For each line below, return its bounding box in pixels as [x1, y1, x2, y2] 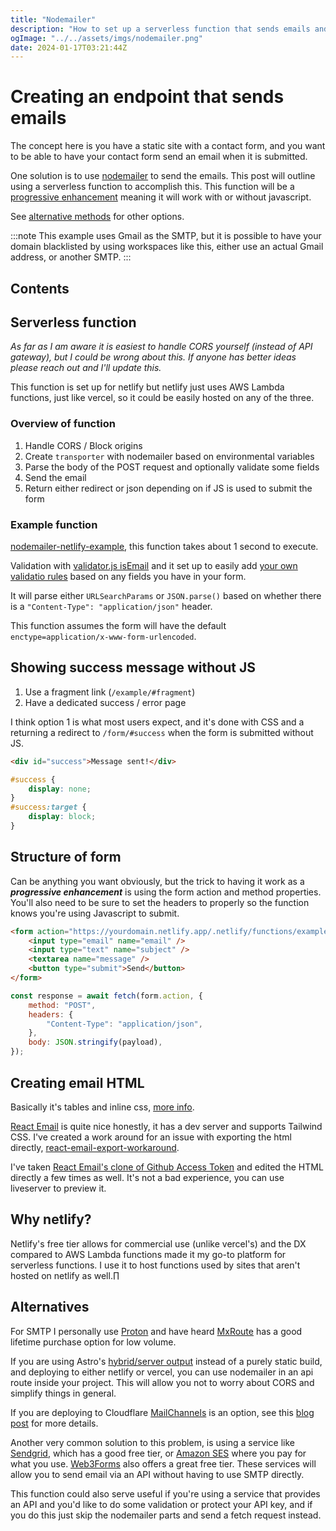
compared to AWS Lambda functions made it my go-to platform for [10, 1248, 287, 1260]
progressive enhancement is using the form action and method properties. [10, 886, 322, 898]
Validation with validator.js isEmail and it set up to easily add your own [10, 559, 298, 571]
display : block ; [28, 812, 97, 822]
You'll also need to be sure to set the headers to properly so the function [10, 896, 310, 908]
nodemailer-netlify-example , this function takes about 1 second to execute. [10, 540, 319, 552]
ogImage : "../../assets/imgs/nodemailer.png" [10, 33, 203, 43]
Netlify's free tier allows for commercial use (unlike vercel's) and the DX [10, 1237, 307, 1250]
